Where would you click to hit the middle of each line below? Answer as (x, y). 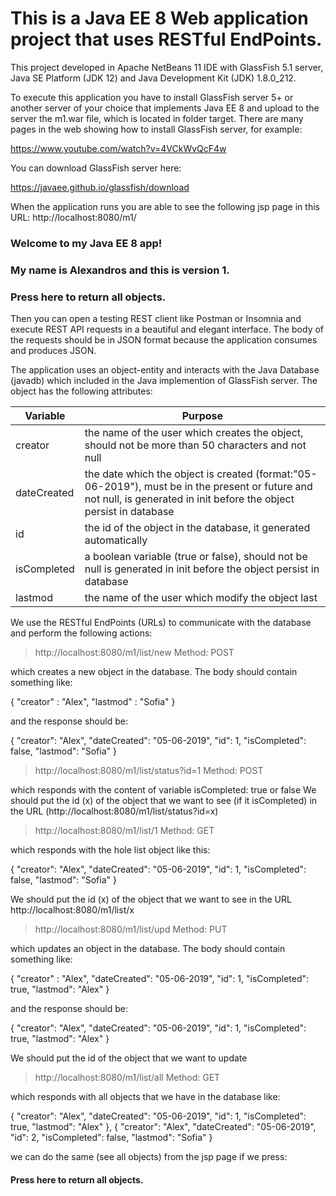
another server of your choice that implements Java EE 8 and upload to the (165, 108)
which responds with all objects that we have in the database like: (145, 1097)
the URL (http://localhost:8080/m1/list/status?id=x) (114, 811)
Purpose (202, 416)
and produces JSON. (53, 351)
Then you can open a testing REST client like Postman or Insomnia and (156, 319)
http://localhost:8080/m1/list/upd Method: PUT (131, 929)
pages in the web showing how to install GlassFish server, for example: (156, 129)
